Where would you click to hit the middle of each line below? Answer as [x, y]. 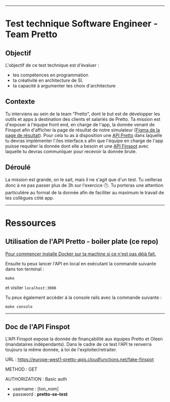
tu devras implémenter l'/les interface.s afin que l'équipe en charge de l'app [84, 141]
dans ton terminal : [25, 269]
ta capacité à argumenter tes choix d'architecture [64, 86]
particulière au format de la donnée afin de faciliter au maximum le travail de [85, 192]
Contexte [20, 102]
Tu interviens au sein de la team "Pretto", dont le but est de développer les [83, 114]
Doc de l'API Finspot [38, 327]
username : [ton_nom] [36, 389]
